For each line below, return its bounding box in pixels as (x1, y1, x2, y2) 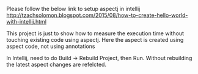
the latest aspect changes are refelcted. (6, 61, 107, 68)
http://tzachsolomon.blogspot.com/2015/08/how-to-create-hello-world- (6, 12, 188, 19)
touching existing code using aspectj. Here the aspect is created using (6, 36, 184, 43)
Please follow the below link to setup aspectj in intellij (6, 5, 141, 12)
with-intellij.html (6, 18, 47, 25)
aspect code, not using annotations (6, 42, 95, 50)
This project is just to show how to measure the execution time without (6, 30, 185, 37)
